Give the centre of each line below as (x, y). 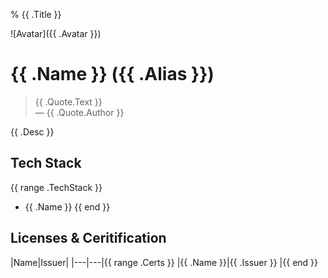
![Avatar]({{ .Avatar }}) (56, 33)
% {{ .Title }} (36, 14)
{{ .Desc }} (32, 131)
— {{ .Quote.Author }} (79, 112)
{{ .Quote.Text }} (68, 101)
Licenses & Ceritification (88, 238)
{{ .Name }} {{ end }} (67, 206)
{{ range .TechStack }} (56, 187)
